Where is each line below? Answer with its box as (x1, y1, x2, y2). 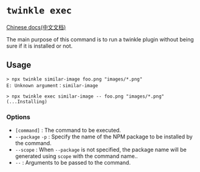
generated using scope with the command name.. (15, 152, 138, 160)
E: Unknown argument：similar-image (6, 82, 98, 88)
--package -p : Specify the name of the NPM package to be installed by (15, 133, 193, 140)
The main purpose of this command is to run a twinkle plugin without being (6, 35, 195, 43)
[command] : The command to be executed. (15, 127, 122, 134)
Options (6, 112, 30, 121)
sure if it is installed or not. (6, 42, 73, 49)
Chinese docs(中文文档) (6, 23, 66, 30)
